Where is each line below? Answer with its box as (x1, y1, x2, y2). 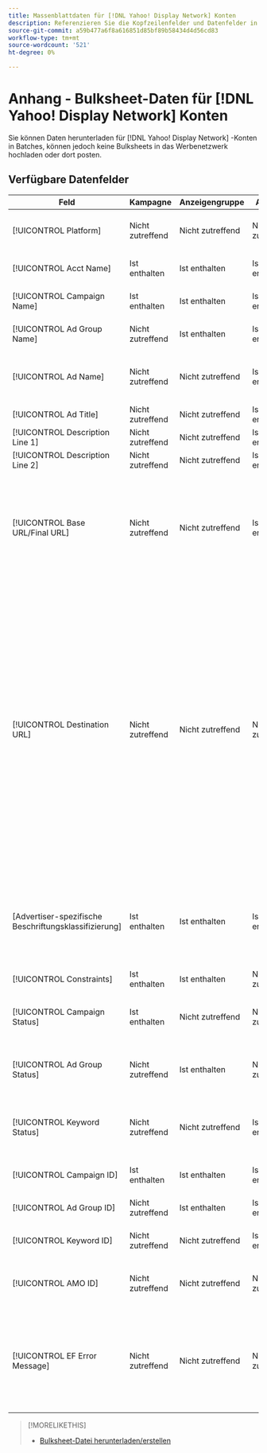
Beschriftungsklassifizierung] (12, 920, 122, 931)
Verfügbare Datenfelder (8, 173, 130, 187)
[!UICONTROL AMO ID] (12, 1277, 99, 1288)
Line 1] (12, 437, 39, 448)
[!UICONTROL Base (12, 517, 86, 528)
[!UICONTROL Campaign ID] (12, 1169, 118, 1180)
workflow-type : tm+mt (8, 33, 80, 42)
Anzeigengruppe (179, 196, 245, 208)
